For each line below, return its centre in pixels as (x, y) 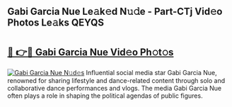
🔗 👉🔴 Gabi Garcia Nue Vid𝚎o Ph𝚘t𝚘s (91, 52)
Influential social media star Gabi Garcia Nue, (151, 73)
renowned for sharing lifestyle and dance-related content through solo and (116, 80)
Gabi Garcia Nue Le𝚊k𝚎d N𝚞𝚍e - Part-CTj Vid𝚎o (115, 12)
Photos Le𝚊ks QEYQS (56, 23)
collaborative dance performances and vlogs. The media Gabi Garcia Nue (115, 88)
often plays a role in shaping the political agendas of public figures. (105, 96)
